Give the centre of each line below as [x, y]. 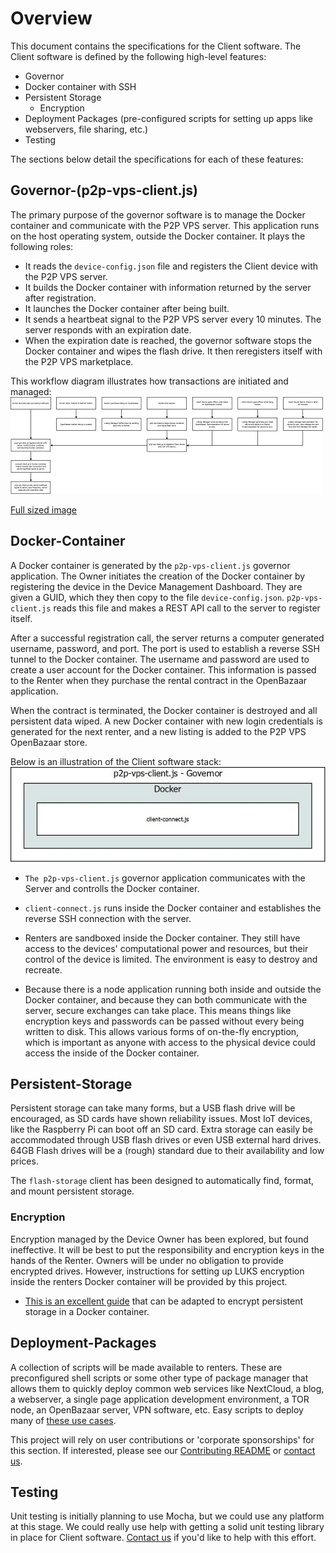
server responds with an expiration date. [108, 329]
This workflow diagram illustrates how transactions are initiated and [149, 381]
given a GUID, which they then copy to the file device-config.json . [147, 597]
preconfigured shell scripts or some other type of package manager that [159, 1378]
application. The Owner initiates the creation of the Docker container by [158, 576]
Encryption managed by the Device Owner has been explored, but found [159, 1239]
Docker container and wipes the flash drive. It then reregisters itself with [173, 351]
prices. [24, 1161]
